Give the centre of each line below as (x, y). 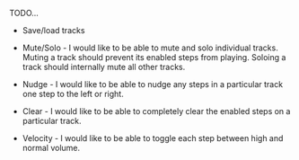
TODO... (24, 13)
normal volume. (51, 148)
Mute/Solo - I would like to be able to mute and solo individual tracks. (150, 48)
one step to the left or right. (73, 94)
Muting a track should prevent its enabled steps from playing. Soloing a (154, 57)
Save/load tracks (53, 30)
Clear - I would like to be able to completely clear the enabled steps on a (156, 111)
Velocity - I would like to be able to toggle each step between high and (153, 138)
